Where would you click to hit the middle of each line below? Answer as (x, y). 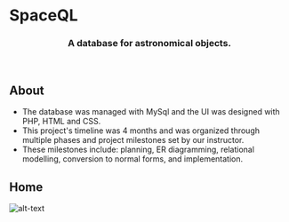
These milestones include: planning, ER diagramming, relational (138, 150)
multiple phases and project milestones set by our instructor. (133, 140)
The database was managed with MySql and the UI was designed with (151, 112)
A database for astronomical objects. (149, 44)
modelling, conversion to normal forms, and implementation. (132, 159)
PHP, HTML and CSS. (61, 122)
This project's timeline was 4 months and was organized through (141, 131)
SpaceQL (44, 16)
